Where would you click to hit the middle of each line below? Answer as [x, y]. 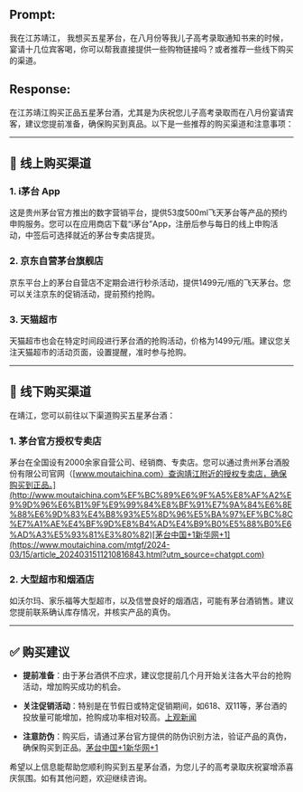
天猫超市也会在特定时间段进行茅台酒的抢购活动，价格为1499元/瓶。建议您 [147, 340]
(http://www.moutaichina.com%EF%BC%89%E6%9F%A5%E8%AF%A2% [148, 495]
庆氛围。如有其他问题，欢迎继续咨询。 [80, 778]
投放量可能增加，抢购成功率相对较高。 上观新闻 [109, 717]
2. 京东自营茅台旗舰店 [56, 261]
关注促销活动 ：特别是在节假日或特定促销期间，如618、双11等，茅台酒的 [155, 706]
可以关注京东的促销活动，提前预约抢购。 [84, 294]
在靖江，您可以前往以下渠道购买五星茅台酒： [92, 415]
